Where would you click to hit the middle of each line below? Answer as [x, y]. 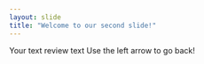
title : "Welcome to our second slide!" [83, 25]
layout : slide [35, 17]
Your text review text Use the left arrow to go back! [102, 50]
